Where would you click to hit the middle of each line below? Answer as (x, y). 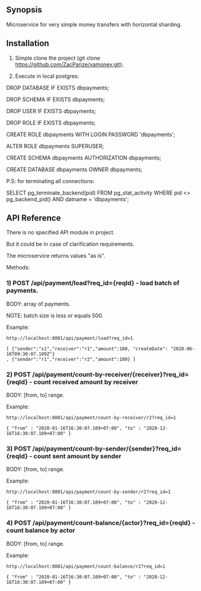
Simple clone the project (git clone (57, 58)
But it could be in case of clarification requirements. (70, 244)
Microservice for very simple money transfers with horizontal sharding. (94, 24)
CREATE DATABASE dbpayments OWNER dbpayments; (74, 169)
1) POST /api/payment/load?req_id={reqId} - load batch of (93, 283)
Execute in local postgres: (47, 76)
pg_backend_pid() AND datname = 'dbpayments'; (68, 199)
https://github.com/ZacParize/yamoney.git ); (69, 64)
